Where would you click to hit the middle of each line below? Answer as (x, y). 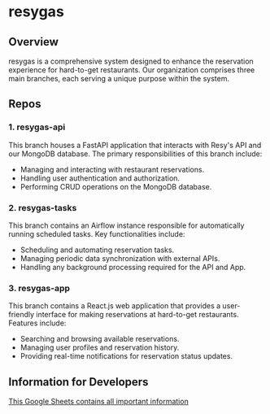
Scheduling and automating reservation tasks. (97, 250)
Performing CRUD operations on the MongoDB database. (116, 186)
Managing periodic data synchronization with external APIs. (120, 258)
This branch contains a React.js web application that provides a (115, 306)
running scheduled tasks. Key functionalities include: (97, 233)
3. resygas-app (39, 288)
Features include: (37, 323)
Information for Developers (78, 382)
